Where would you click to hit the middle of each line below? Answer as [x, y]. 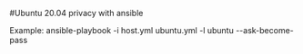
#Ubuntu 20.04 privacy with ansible [76, 13]
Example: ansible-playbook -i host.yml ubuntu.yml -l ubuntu [121, 30]
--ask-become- [264, 30]
